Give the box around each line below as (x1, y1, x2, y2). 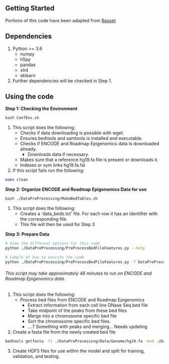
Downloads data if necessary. (27, 151, 90, 158)
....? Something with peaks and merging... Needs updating (27, 323, 147, 330)
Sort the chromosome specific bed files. (27, 318, 111, 324)
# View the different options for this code (5, 241, 100, 246)
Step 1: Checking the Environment (5, 106, 78, 112)
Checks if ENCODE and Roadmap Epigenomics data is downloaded (20, 141, 159, 147)
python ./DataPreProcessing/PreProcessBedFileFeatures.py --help (5, 245, 145, 250)
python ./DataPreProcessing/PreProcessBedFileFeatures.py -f (5, 259, 136, 265)
